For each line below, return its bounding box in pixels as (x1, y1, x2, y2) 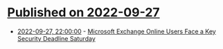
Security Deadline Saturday (17, 34, 96, 42)
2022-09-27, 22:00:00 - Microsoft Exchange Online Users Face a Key (17, 27, 216, 35)
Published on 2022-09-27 (7, 5, 161, 20)
